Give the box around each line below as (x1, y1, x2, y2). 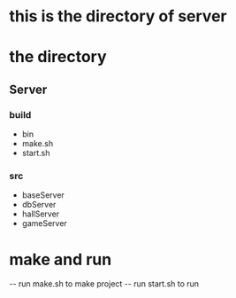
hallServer (21, 208, 60, 219)
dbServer (21, 200, 57, 210)
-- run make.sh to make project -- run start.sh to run (9, 278, 200, 289)
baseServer (21, 190, 65, 200)
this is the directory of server (9, 6, 227, 27)
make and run (9, 249, 112, 270)
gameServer (21, 218, 68, 229)
